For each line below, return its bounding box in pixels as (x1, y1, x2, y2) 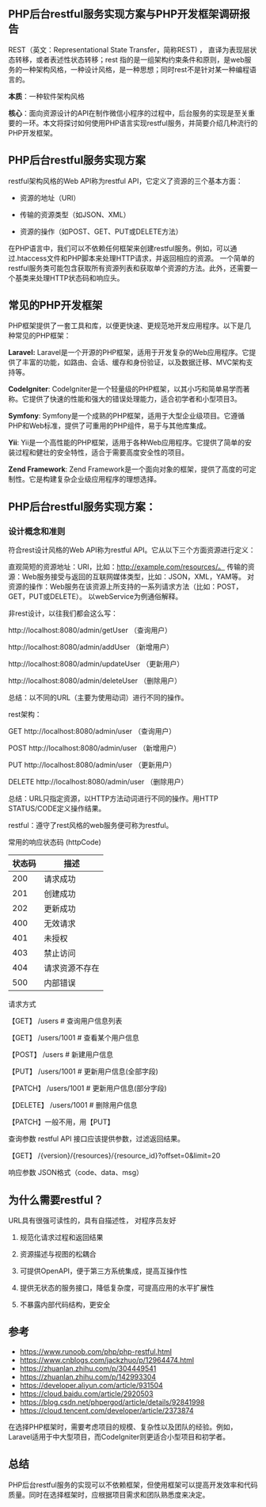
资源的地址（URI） (19, 193, 81, 202)
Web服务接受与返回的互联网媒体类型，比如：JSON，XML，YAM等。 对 (21, 572, 255, 582)
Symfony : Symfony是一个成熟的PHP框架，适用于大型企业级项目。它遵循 (8, 411, 245, 421)
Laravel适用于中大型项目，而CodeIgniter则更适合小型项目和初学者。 (8, 1432, 230, 1441)
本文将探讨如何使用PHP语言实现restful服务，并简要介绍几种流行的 (42, 118, 258, 128)
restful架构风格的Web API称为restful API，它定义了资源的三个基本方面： (8, 176, 243, 185)
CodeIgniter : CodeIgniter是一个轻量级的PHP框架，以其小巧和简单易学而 (8, 384, 243, 394)
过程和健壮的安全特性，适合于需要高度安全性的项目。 (14, 448, 188, 457)
